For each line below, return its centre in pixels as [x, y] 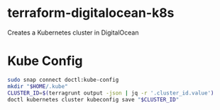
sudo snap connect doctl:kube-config [63, 80]
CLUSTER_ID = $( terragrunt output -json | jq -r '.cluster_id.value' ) [111, 93]
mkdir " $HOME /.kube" [38, 86]
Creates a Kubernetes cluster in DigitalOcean [73, 32]
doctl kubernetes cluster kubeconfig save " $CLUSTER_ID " [93, 99]
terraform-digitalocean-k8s [91, 13]
